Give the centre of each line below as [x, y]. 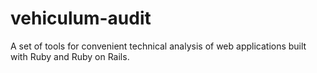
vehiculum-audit [81, 18]
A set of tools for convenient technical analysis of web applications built [158, 46]
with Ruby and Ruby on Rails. [70, 56]
